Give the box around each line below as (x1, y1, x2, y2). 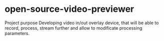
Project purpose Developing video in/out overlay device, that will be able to (4, 20, 159, 26)
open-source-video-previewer (4, 3, 134, 15)
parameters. (4, 30, 30, 36)
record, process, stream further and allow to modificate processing (4, 25, 143, 31)
